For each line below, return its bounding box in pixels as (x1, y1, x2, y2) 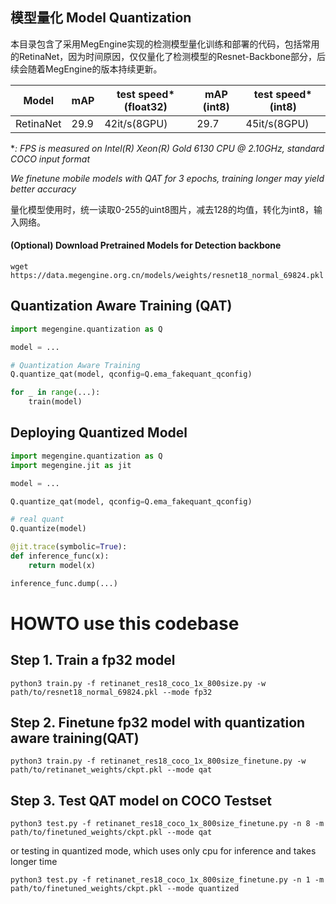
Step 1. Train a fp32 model (10, 652, 176, 669)
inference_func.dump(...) (10, 578, 118, 588)
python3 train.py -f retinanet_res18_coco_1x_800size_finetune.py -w (10, 756, 307, 767)
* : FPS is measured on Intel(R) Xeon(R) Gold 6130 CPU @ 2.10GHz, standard (10, 142, 325, 154)
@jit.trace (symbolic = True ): (10, 542, 128, 552)
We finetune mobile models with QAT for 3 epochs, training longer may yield (10, 172, 325, 184)
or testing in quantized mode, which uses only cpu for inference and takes (10, 845, 317, 857)
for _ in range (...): (10, 388, 101, 398)
